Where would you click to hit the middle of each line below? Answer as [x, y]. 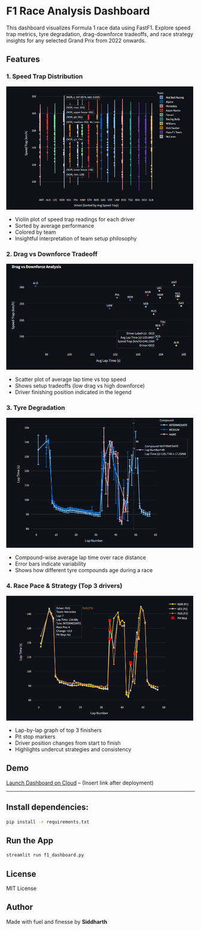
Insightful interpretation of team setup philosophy [76, 238]
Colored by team [35, 232]
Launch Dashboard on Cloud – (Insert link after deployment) [80, 783]
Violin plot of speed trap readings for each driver [75, 219]
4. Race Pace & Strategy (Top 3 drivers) [64, 586]
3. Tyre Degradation [36, 408]
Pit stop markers [35, 736]
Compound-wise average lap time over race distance [80, 558]
